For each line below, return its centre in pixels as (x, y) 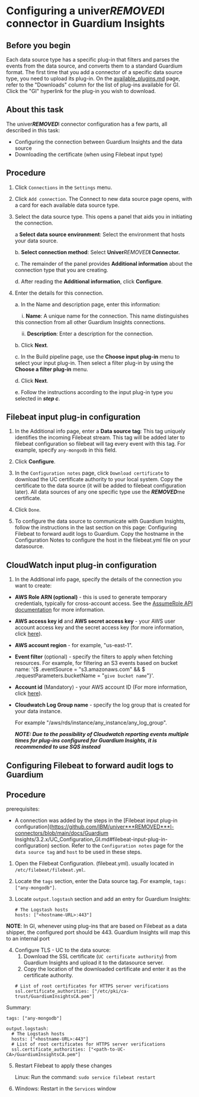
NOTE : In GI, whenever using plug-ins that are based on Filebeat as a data (97, 926)
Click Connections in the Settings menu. (63, 187)
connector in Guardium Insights (86, 23)
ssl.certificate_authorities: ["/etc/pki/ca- (72, 992)
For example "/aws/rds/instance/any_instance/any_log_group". (91, 723)
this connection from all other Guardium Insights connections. (90, 322)
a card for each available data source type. (67, 205)
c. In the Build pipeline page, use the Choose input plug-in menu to (97, 356)
